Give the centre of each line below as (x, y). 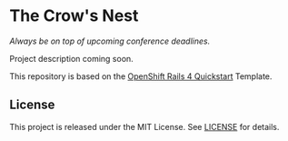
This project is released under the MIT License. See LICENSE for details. (144, 126)
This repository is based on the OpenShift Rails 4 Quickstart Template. (141, 76)
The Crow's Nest (74, 16)
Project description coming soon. (71, 58)
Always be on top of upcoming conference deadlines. (110, 41)
